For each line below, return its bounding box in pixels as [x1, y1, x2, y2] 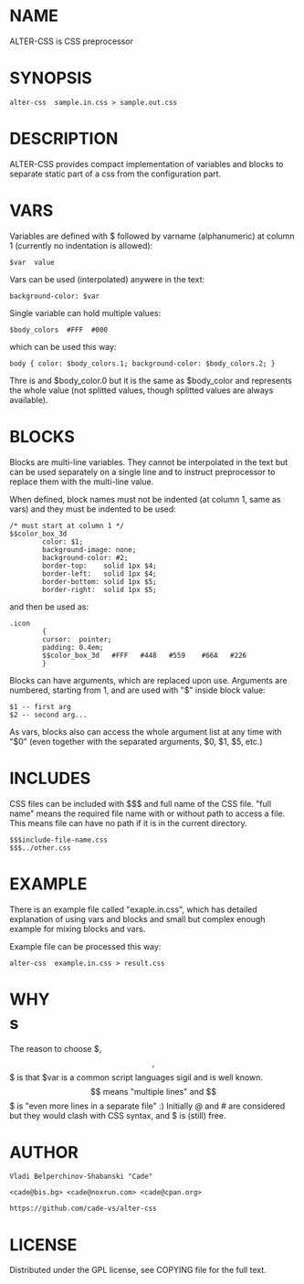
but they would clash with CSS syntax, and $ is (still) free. [9, 1109, 226, 1120]
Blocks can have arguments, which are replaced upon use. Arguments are [9, 674, 288, 685]
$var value [9, 258, 55, 267]
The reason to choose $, [9, 1043, 102, 1054]
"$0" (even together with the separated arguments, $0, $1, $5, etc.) [9, 736, 263, 747]
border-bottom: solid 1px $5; [42, 577, 157, 586]
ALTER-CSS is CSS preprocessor [9, 36, 134, 47]
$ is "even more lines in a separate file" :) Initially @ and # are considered [9, 1100, 286, 1111]
